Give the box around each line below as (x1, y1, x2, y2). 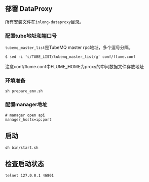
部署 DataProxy (5, 4, 53, 13)
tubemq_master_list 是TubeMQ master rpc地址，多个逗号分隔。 (5, 45, 133, 50)
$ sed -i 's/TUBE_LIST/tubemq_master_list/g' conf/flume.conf (5, 54, 136, 59)
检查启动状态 (5, 160, 44, 168)
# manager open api (5, 113, 45, 118)
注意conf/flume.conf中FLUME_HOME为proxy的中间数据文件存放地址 (5, 64, 144, 70)
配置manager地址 (5, 101, 48, 108)
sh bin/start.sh (5, 145, 38, 150)
